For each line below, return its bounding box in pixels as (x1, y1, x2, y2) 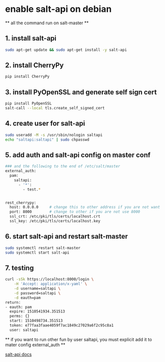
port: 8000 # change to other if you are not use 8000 (9, 209, 140, 214)
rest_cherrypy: (5, 200, 37, 205)
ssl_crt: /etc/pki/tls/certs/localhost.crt (9, 214, 100, 219)
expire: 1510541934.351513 (9, 309, 65, 314)
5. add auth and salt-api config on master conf (5, 151, 151, 159)
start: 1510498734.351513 (9, 318, 63, 323)
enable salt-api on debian (5, 3, 112, 15)
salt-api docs (5, 351, 32, 357)
